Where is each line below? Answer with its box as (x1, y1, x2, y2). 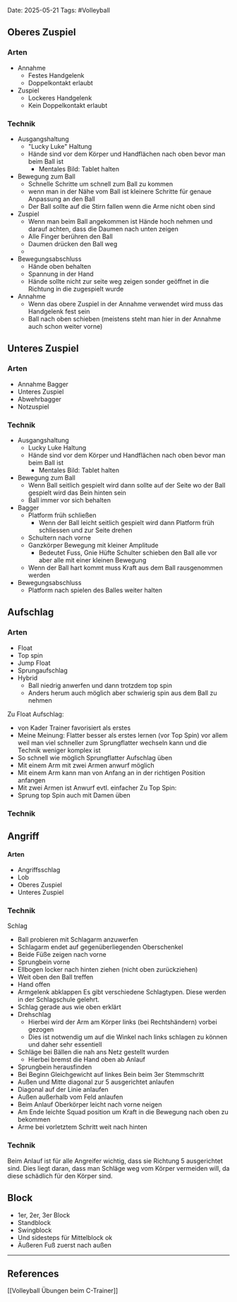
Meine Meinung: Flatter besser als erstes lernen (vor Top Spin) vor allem (17, 730, 228, 740)
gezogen (28, 1025, 54, 1034)
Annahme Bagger (17, 380, 69, 388)
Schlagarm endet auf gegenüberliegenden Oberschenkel (17, 943, 183, 951)
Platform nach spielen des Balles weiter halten (28, 586, 163, 594)
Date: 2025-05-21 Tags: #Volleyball (7, 6, 111, 14)
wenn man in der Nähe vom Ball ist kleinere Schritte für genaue (28, 187, 212, 195)
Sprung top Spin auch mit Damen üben (17, 790, 130, 800)
